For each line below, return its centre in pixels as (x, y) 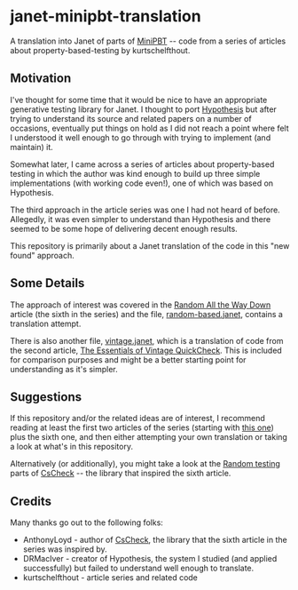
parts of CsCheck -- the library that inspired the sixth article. (121, 474)
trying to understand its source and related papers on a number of (131, 118)
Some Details (47, 283)
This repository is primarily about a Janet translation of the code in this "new (150, 245)
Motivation (41, 79)
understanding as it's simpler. (64, 369)
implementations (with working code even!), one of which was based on (142, 183)
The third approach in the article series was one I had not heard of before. (145, 210)
